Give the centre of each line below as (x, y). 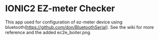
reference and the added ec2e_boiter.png (48, 32)
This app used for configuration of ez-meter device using (64, 22)
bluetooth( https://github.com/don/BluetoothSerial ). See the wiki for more (79, 27)
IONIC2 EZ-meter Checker (60, 9)
